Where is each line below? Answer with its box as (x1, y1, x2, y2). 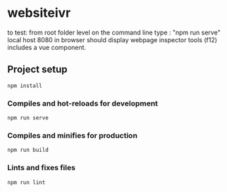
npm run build (7, 146, 49, 154)
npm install (7, 82, 42, 89)
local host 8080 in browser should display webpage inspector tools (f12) (7, 35, 217, 44)
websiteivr (7, 5, 71, 21)
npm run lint (7, 179, 46, 186)
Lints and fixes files (7, 163, 76, 173)
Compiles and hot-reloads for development (7, 98, 159, 108)
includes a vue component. (7, 43, 87, 51)
